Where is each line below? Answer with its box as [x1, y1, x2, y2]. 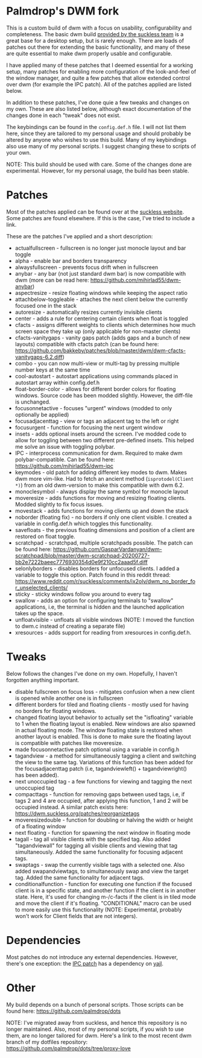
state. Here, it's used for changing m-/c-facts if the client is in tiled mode [14, 893, 197, 900]
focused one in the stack [14, 302, 77, 309]
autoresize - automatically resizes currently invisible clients [14, 308, 163, 315]
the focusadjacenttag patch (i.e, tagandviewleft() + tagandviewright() [14, 765, 187, 772]
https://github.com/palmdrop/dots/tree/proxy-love [6, 1045, 131, 1052]
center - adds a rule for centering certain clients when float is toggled [14, 315, 188, 322]
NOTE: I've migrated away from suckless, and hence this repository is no [6, 1019, 188, 1026]
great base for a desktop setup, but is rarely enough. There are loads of [6, 37, 185, 44]
